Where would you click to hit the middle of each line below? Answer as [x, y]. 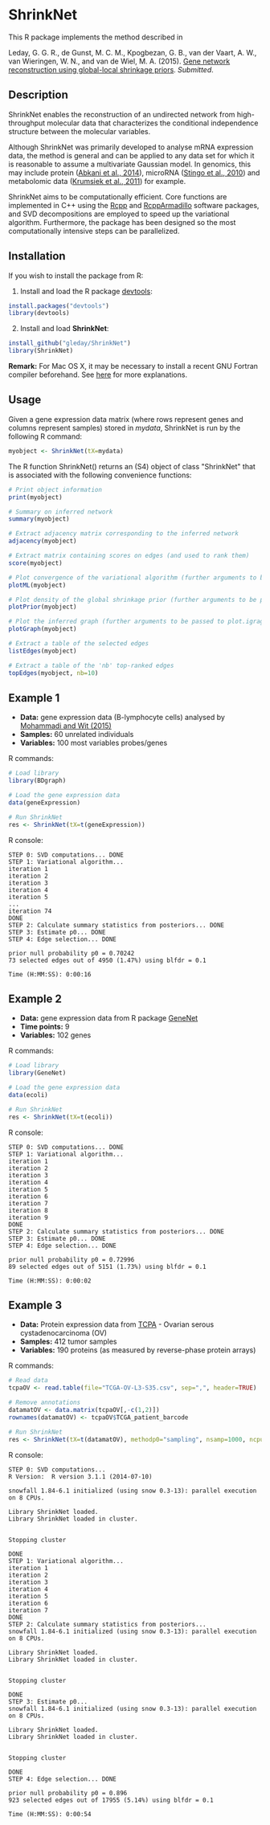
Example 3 [35, 1305]
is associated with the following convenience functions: [100, 475]
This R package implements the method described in [96, 37]
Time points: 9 [45, 1027]
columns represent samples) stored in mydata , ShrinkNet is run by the [125, 428]
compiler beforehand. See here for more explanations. [98, 374]
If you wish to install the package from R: [76, 276]
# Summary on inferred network [61, 512]
